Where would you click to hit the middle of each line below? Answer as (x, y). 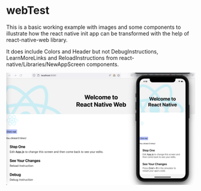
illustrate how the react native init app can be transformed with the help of (98, 33)
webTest (28, 11)
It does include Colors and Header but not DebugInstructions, (82, 51)
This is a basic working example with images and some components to (94, 27)
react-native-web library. (37, 40)
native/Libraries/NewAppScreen (46, 64)
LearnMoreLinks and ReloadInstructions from (62, 58)
